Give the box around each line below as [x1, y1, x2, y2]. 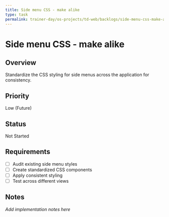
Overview [5, 58, 37, 67]
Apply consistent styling [12, 172, 63, 178]
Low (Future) [5, 105, 32, 111]
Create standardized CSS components [12, 167, 92, 173]
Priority [5, 92, 29, 100]
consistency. [5, 77, 32, 83]
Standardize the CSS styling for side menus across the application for [5, 71, 149, 78]
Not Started [5, 133, 29, 139]
